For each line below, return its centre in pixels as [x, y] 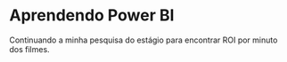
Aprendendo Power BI [92, 15]
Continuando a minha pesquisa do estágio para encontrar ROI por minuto [143, 40]
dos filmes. [30, 49]
